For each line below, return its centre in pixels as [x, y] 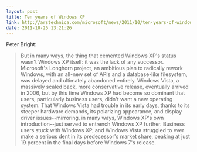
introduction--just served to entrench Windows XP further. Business [103, 124]
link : [13, 22]
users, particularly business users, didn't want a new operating [96, 99]
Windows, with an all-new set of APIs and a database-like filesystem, [104, 74]
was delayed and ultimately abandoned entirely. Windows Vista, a [100, 81]
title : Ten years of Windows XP [45, 17]
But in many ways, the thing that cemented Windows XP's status [98, 56]
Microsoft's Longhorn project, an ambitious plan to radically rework [101, 68]
